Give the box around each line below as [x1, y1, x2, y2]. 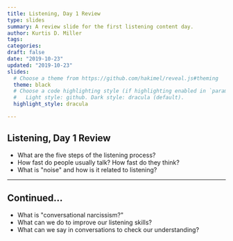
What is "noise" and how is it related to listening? [17, 165, 157, 174]
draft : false [7, 49, 45, 56]
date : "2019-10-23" [7, 56, 64, 63]
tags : [7, 36, 23, 43]
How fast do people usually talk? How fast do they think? [17, 158, 180, 167]
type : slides [7, 17, 45, 24]
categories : [7, 42, 42, 49]
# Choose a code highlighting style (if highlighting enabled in [13, 88, 207, 94]
